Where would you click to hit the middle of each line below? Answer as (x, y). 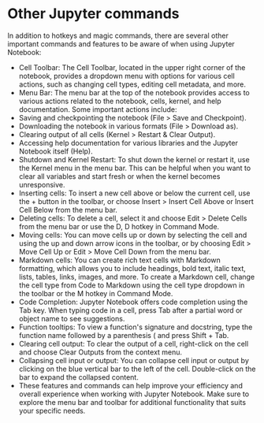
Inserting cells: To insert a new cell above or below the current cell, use (134, 193)
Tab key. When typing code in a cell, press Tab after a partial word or (131, 310)
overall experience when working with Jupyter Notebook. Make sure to (134, 394)
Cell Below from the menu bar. (68, 210)
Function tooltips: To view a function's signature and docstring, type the (136, 327)
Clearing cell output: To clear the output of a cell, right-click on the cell (134, 343)
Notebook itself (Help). (56, 151)
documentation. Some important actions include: (98, 109)
